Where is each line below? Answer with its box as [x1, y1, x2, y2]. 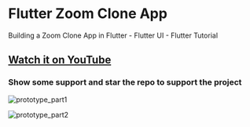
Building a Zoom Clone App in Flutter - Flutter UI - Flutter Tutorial [8, 31, 219, 40]
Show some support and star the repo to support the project [8, 77, 242, 88]
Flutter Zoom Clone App [8, 5, 167, 23]
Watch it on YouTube [8, 53, 112, 67]
